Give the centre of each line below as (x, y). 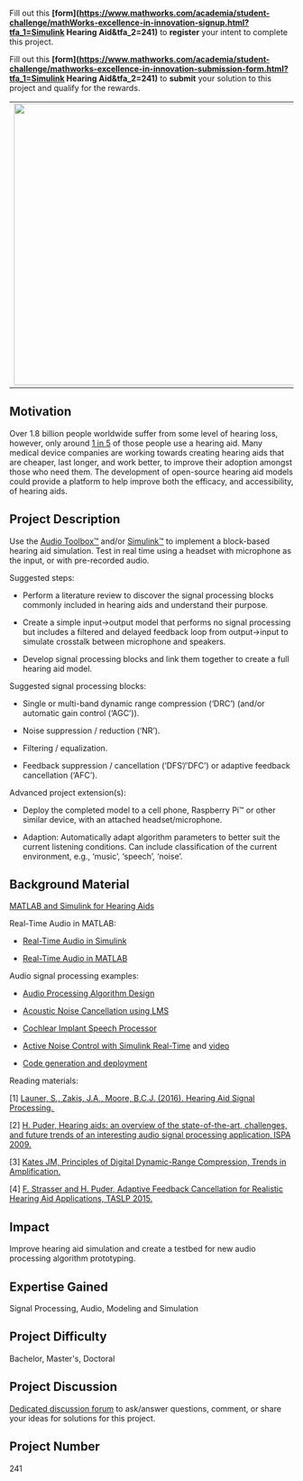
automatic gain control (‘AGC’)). (81, 713)
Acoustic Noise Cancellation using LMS (96, 1011)
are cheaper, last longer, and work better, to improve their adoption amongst (151, 462)
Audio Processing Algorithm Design (88, 993)
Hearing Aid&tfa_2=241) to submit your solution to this (169, 78)
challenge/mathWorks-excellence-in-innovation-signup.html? (129, 23)
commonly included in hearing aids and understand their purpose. (145, 604)
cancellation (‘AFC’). (60, 775)
